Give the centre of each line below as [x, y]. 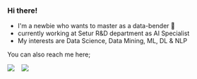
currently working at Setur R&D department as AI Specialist [103, 33]
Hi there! [23, 11]
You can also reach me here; [49, 54]
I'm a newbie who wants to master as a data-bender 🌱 [96, 26]
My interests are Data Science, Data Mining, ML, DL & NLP [102, 41]
